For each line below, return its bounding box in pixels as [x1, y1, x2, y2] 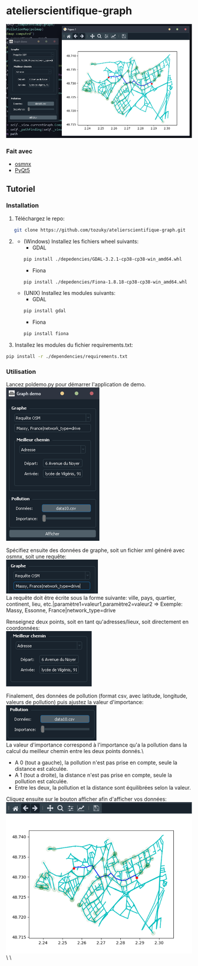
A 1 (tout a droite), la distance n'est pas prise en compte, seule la [14, 771, 172, 779]
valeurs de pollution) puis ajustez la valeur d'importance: [6, 699, 144, 706]
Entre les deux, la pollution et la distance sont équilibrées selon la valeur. [14, 784, 192, 791]
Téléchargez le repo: [14, 215, 65, 222]
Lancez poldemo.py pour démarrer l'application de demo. [6, 381, 146, 388]
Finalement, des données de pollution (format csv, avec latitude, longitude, [6, 692, 187, 699]
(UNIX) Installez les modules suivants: [23, 290, 116, 297]
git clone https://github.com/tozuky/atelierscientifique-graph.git [14, 227, 186, 233]
